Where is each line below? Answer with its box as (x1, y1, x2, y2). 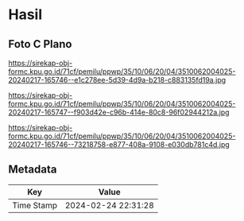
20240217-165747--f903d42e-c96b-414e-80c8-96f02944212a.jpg (8, 107, 230, 117)
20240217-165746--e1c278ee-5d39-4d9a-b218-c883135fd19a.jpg (8, 76, 227, 84)
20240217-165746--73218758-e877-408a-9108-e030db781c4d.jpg (8, 140, 230, 149)
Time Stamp (12, 200, 58, 211)
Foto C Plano (8, 37, 72, 51)
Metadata (8, 163, 57, 176)
